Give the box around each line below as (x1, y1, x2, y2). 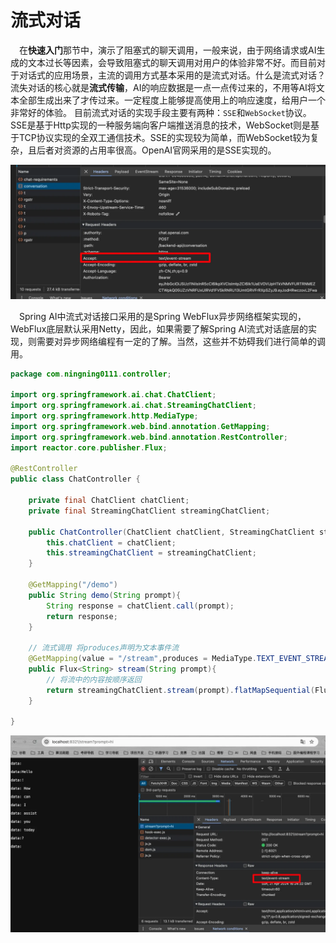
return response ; (46, 611, 118, 621)
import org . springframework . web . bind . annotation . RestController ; (10, 432, 288, 442)
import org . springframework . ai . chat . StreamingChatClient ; (10, 401, 257, 411)
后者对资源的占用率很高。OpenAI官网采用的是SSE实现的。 (36, 144, 277, 156)
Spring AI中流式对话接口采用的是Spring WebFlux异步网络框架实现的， (19, 310, 307, 322)
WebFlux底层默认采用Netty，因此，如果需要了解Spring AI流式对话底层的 (10, 322, 308, 335)
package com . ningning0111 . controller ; (10, 369, 172, 379)
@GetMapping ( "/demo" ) (28, 580, 118, 590)
